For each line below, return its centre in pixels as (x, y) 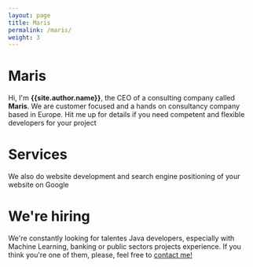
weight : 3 (24, 37)
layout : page (29, 15)
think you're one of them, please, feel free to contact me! (100, 255)
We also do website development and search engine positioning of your (124, 177)
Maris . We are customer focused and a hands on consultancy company (124, 106)
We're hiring (49, 216)
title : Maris (29, 23)
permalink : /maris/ (40, 30)
